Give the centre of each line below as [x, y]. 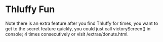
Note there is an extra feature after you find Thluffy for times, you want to [82, 23]
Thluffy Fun [30, 9]
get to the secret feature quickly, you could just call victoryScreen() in [78, 28]
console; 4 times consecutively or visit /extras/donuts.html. [67, 34]
